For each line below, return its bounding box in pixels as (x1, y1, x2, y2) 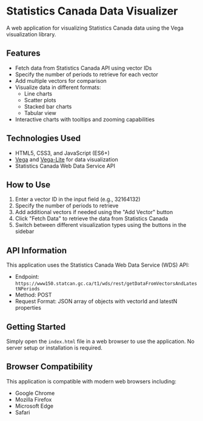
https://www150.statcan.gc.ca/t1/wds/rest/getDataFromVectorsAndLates (15, 281, 198, 287)
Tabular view (24, 109, 56, 116)
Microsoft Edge (15, 402, 54, 410)
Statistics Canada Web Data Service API (15, 162, 116, 169)
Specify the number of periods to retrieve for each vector (15, 71, 159, 78)
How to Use (6, 180, 51, 190)
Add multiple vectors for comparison (15, 77, 107, 84)
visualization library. (6, 30, 56, 38)
